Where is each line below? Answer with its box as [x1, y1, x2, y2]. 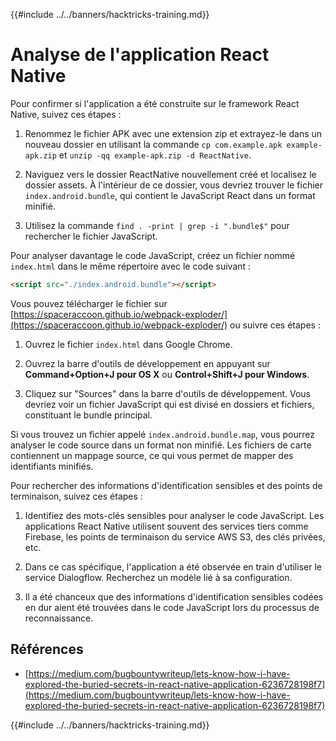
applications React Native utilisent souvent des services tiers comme [24, 520, 309, 532]
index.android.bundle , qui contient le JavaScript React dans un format [24, 189, 316, 201]
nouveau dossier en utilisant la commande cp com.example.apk [24, 138, 283, 150]
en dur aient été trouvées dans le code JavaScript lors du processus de [24, 601, 320, 613]
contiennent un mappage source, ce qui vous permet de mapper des [10, 449, 294, 461]
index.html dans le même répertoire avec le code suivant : [10, 260, 252, 272]
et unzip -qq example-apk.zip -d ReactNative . [58, 149, 252, 161]
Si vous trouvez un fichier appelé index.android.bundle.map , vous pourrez [10, 428, 316, 440]
